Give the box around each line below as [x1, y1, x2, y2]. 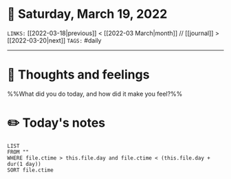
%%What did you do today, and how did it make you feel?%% [7, 89, 183, 98]
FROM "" [7, 148, 30, 156]
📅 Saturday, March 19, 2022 [7, 6, 168, 22]
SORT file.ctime [7, 167, 54, 173]
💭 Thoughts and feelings [7, 67, 150, 83]
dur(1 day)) [7, 160, 41, 167]
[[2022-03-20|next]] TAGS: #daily [7, 36, 102, 44]
